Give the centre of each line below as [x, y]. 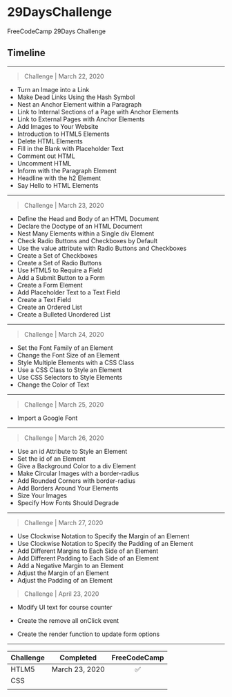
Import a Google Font [47, 418]
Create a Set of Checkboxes [57, 255]
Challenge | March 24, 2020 [64, 334]
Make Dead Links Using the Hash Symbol [76, 97]
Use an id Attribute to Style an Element [72, 451]
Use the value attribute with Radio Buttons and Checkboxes [102, 248]
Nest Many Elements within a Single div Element [86, 233]
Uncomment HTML [44, 163]
